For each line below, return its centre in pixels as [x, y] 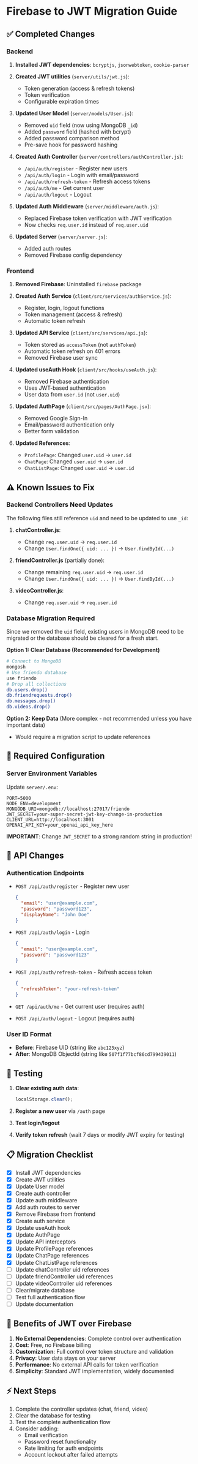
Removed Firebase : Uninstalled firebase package [78, 284]
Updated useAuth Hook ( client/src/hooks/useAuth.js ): [86, 370]
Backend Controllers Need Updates [60, 505]
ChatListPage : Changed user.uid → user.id [79, 468]
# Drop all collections [37, 684]
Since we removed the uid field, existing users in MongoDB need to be [95, 632]
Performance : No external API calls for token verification [87, 1364]
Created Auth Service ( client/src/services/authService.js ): [93, 296]
